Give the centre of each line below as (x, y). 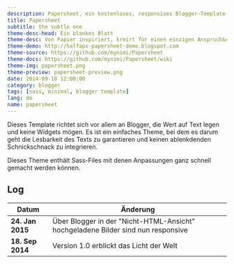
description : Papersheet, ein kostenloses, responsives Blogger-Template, (118, 14)
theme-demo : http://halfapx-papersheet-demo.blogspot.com (93, 46)
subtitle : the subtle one (45, 27)
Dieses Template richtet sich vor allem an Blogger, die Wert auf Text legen (113, 124)
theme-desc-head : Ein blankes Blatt (60, 33)
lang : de (20, 98)
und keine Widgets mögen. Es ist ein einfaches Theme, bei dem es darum (113, 132)
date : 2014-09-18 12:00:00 (46, 79)
